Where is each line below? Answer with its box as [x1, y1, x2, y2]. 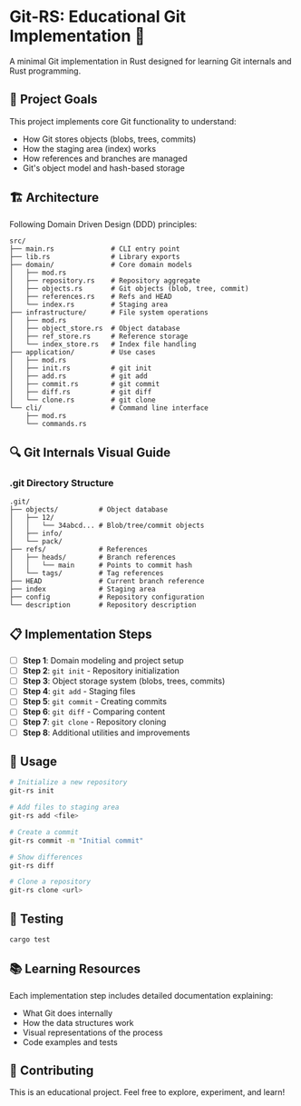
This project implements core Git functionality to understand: [9, 115, 238, 126]
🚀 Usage [9, 753, 57, 769]
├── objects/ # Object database [9, 505, 169, 514]
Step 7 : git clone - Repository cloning [22, 716, 167, 728]
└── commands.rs [25, 419, 88, 428]
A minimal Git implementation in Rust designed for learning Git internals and [9, 55, 292, 66]
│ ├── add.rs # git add [9, 371, 148, 381]
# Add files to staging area [9, 802, 120, 812]
